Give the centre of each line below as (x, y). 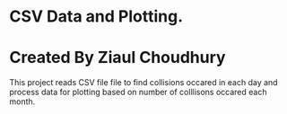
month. (22, 101)
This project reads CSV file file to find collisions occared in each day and (143, 83)
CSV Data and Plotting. (96, 17)
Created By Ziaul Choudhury (117, 58)
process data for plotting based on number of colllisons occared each (138, 92)
